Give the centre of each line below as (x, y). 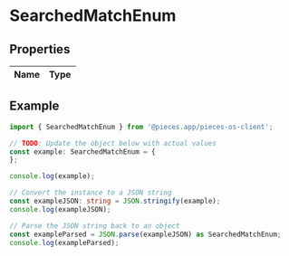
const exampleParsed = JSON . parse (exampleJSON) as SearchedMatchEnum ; (145, 234)
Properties (40, 49)
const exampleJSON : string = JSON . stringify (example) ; (115, 201)
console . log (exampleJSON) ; (60, 209)
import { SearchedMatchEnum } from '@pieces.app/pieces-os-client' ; (141, 127)
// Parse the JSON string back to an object (95, 226)
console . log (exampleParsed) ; (64, 242)
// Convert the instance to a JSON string (91, 193)
